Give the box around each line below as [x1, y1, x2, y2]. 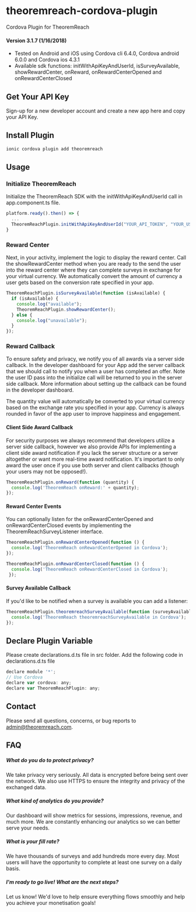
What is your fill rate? [6, 838, 60, 845]
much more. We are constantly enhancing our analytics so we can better [6, 818, 181, 825]
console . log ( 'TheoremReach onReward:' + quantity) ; [11, 485, 140, 491]
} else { [11, 312, 33, 318]
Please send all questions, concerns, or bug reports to [6, 717, 136, 724]
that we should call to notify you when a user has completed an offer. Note [6, 368, 185, 375]
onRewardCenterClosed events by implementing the [6, 522, 131, 529]
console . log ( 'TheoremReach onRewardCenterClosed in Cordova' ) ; [11, 566, 168, 572]
